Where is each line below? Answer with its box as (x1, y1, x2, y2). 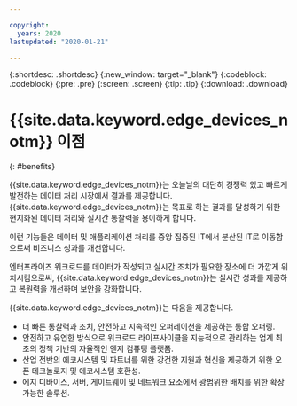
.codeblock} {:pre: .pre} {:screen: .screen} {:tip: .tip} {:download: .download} (9, 79, 288, 90)
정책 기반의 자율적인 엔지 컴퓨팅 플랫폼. (38, 343, 175, 355)
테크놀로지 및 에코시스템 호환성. (31, 365, 141, 377)
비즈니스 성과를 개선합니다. (32, 243, 126, 254)
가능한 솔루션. (21, 387, 71, 399)
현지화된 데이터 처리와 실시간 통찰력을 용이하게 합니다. (9, 213, 197, 223)
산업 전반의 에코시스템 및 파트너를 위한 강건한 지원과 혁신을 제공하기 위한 (21, 355, 273, 365)
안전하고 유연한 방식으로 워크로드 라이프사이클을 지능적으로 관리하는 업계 (21, 332, 274, 343)
